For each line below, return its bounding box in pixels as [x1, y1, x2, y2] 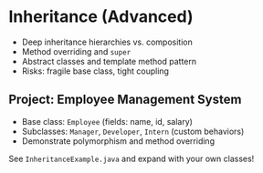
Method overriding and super [21, 46, 131, 56]
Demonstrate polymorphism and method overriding [21, 135, 216, 147]
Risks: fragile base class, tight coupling [21, 66, 170, 76]
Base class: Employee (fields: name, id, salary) [21, 116, 194, 127]
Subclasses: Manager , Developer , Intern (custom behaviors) [21, 126, 245, 137]
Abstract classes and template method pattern [21, 56, 197, 66]
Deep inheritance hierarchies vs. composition [21, 36, 193, 47]
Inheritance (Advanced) [8, 6, 194, 27]
